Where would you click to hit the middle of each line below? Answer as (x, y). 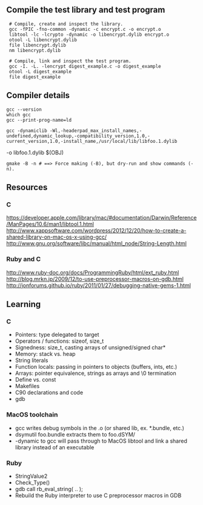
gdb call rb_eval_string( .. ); (49, 489)
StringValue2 (31, 476)
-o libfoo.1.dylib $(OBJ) (35, 152)
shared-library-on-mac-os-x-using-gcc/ (57, 237)
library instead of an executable (55, 447)
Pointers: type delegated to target (57, 335)
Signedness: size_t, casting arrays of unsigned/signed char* (90, 348)
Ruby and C (24, 259)
